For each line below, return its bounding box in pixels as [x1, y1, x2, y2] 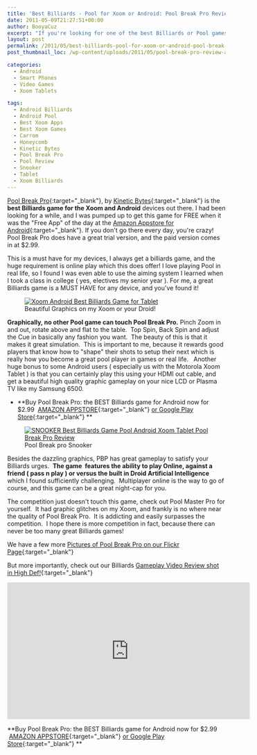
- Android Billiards [13, 106, 73, 113]
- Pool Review [13, 158, 54, 165]
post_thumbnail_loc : [7, 49, 67, 56]
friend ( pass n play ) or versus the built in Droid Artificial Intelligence [7, 469, 210, 477]
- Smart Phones [13, 74, 57, 81]
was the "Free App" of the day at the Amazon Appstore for [7, 218, 175, 226]
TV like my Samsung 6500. [7, 384, 85, 392]
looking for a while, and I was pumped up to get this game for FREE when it [7, 211, 222, 219]
